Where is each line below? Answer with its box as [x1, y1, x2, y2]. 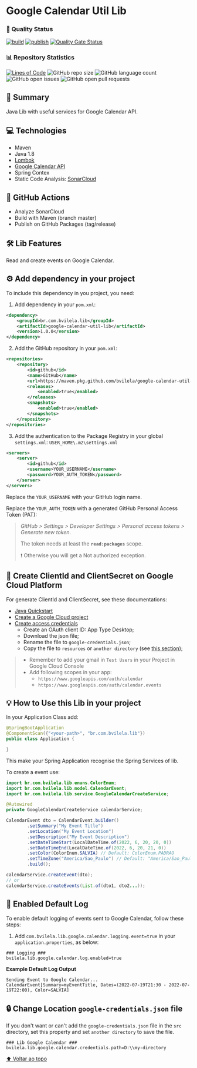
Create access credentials [14, 620, 78, 627]
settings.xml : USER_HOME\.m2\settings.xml [14, 438, 118, 446]
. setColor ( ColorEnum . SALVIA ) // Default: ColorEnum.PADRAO [27, 851, 175, 856]
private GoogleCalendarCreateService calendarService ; [6, 807, 143, 813]
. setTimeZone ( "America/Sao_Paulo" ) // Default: [27, 856, 145, 862]
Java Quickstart [14, 607, 53, 614]
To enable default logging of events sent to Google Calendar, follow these [6, 915, 184, 922]
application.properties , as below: [14, 939, 99, 946]
